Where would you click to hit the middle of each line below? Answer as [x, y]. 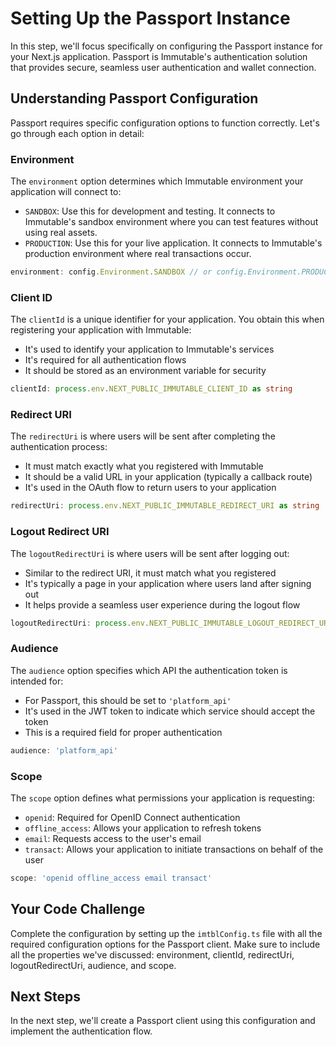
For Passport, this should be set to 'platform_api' [128, 700]
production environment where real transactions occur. [138, 254]
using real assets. [61, 233]
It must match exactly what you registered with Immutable [144, 466]
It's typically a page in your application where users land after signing [168, 583]
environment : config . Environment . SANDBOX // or [111, 272]
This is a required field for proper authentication [123, 732]
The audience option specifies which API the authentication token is [149, 670]
